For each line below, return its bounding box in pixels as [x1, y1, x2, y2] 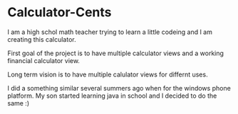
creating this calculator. [7, 35, 76, 43]
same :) [7, 98, 30, 107]
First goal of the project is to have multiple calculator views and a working [7, 49, 224, 57]
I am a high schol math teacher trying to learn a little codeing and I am [7, 28, 212, 36]
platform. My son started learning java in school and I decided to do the [7, 91, 217, 100]
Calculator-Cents [7, 4, 112, 21]
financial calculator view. [7, 56, 81, 64]
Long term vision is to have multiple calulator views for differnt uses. [7, 70, 208, 79]
